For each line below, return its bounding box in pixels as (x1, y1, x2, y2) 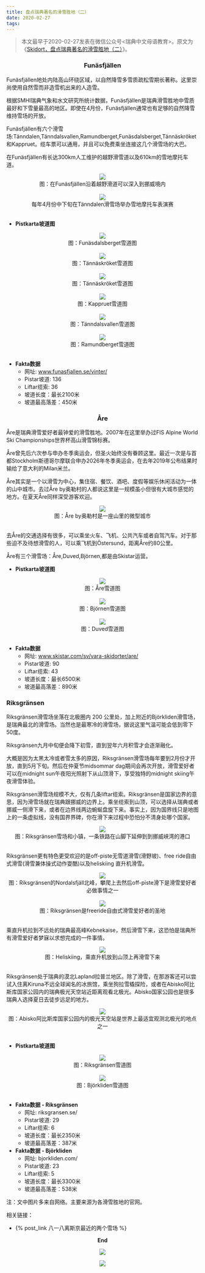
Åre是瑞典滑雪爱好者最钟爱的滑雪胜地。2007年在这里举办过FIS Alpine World (6, 428, 198, 436)
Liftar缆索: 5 (24, 1170, 55, 1177)
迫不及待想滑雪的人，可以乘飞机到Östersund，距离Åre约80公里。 (11, 539, 176, 546)
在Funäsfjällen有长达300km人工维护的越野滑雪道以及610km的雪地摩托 (6, 153, 183, 161)
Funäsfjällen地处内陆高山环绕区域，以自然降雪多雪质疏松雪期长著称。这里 (6, 76, 192, 83)
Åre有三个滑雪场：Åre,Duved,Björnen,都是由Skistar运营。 (6, 552, 151, 559)
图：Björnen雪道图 (79, 605, 126, 612)
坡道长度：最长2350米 (24, 1131, 81, 1139)
